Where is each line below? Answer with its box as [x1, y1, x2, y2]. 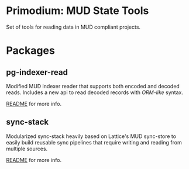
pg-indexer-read [6, 67, 68, 77]
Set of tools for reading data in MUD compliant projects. [6, 23, 141, 30]
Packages [6, 44, 56, 57]
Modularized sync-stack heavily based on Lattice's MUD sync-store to [6, 133, 177, 140]
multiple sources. [6, 145, 48, 152]
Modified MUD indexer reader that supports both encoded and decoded [6, 82, 180, 89]
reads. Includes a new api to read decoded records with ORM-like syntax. [6, 89, 183, 96]
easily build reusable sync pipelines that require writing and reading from [6, 139, 183, 146]
